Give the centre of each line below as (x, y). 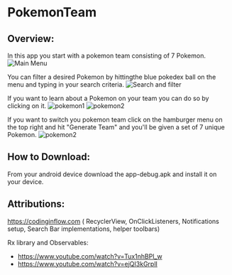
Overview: (31, 39)
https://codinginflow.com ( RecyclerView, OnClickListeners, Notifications (114, 221)
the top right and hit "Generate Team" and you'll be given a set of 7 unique (116, 127)
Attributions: (36, 204)
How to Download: (49, 157)
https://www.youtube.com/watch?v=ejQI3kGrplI (88, 264)
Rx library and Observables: (48, 242)
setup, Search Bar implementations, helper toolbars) (84, 229)
